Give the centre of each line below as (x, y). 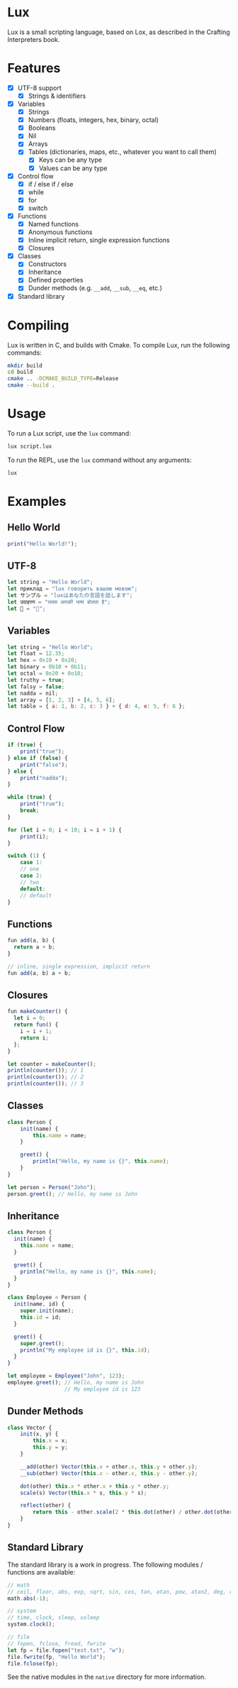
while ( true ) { (30, 798)
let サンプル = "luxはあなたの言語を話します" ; (70, 596)
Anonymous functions (60, 232)
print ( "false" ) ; (44, 765)
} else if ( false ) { (38, 758)
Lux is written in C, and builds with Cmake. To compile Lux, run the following (119, 345)
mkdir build (25, 365)
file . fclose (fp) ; (33, 1664)
